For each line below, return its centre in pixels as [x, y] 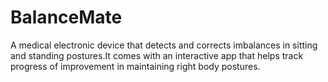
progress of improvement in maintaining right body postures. [135, 66]
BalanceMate [66, 17]
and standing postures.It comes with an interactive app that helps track [157, 55]
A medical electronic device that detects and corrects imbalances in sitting [164, 45]
